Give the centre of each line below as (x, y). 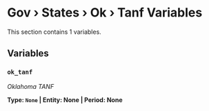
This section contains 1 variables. (54, 32)
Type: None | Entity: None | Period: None (65, 100)
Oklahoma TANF (31, 86)
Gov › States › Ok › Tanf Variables (105, 13)
